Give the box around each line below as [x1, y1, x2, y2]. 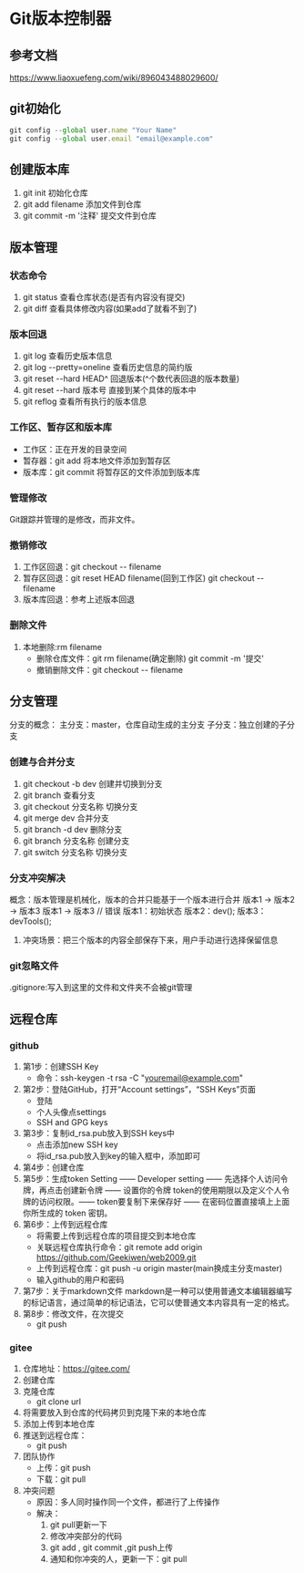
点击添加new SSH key [35, 1139, 118, 1150]
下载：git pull [35, 1474, 86, 1485]
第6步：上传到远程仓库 [22, 1218, 108, 1229]
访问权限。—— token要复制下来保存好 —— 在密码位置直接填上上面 [38, 1195, 290, 1206]
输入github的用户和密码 [35, 1274, 125, 1285]
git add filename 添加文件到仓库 [22, 199, 142, 210]
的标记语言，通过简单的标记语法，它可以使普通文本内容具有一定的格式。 [22, 1297, 294, 1308]
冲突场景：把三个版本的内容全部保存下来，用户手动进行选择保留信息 [22, 934, 279, 945]
